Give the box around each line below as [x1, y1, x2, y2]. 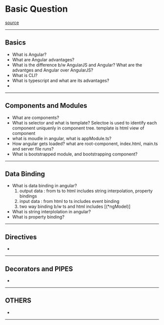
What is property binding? [12, 214, 65, 220]
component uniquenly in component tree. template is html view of [12, 125, 145, 131]
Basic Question [5, 3, 68, 15]
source [5, 20, 20, 25]
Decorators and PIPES [5, 265, 73, 273]
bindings [19, 193, 38, 199]
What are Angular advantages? [12, 56, 75, 62]
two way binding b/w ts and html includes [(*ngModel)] [19, 203, 131, 209]
